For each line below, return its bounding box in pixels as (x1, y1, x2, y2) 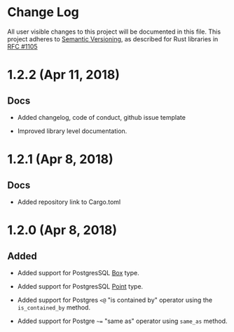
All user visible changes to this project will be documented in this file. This (7, 27, 221, 36)
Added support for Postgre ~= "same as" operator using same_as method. (17, 317, 228, 325)
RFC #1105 (7, 42, 38, 50)
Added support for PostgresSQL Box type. (17, 268, 139, 277)
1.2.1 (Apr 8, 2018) (7, 151, 113, 167)
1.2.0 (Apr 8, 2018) (7, 222, 118, 238)
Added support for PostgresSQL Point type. (17, 282, 144, 291)
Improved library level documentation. (17, 127, 128, 135)
